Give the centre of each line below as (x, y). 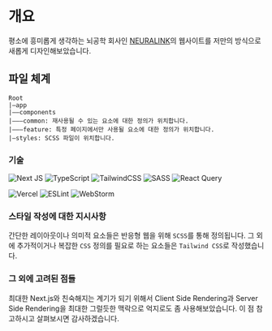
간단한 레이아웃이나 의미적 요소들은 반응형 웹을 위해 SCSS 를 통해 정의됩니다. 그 (132, 235)
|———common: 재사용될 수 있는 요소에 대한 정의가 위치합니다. (99, 121)
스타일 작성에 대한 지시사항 (58, 216)
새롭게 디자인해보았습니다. (50, 50)
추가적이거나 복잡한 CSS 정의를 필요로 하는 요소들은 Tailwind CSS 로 (123, 246)
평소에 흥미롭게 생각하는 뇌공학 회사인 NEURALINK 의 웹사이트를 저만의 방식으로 (135, 41)
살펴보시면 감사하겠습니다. (78, 318)
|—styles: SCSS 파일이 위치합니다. (62, 138)
